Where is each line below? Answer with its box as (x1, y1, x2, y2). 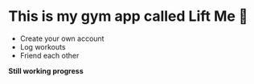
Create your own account (19, 34, 104, 43)
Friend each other (19, 50, 80, 60)
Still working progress (8, 66, 84, 75)
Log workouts (19, 42, 66, 51)
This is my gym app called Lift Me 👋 (8, 7, 248, 26)
